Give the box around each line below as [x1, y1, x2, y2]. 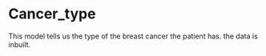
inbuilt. [8, 39, 31, 49]
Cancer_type [8, 5, 96, 23]
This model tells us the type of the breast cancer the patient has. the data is [8, 31, 258, 41]
